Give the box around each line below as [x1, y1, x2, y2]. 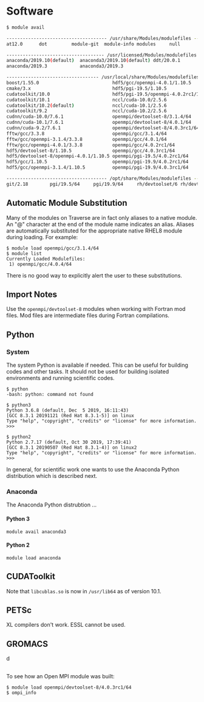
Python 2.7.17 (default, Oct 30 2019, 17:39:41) [6, 439, 132, 446]
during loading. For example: [6, 233, 78, 240]
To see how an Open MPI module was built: [6, 672, 115, 680]
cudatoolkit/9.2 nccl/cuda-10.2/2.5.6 [6, 108, 167, 114]
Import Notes [6, 290, 58, 300]
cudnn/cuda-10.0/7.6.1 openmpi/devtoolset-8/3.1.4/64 [6, 114, 191, 120]
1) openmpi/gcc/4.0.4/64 [8, 261, 72, 267]
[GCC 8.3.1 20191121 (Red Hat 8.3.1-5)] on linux [6, 413, 135, 419]
